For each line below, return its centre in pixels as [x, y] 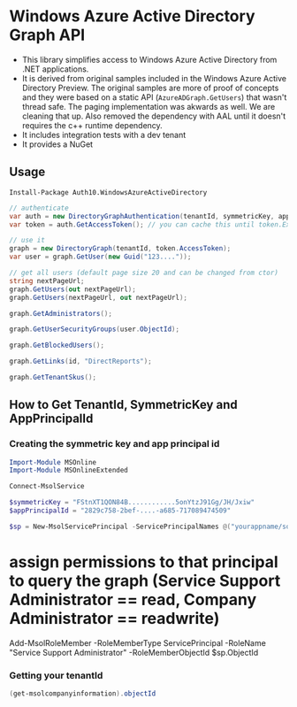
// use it [27, 241]
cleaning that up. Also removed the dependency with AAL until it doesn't [154, 116]
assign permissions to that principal [144, 562]
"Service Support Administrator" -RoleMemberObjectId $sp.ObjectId [134, 652]
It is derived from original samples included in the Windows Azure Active [154, 78]
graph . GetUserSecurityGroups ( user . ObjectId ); [94, 329]
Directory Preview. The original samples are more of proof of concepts [150, 88]
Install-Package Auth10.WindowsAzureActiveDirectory [108, 192]
